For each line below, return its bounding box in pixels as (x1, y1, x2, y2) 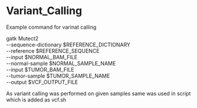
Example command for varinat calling (6, 23, 97, 31)
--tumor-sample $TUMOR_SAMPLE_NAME (6, 72, 110, 79)
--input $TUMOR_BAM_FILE (6, 66, 75, 73)
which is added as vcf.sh (6, 96, 67, 103)
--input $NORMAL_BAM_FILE (6, 53, 78, 60)
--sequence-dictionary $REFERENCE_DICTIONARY (6, 41, 131, 48)
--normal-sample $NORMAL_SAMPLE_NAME (6, 60, 116, 67)
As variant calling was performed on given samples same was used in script (6, 90, 191, 97)
